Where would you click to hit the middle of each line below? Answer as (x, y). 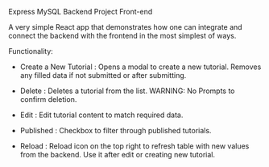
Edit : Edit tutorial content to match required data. (101, 115)
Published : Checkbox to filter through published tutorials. (116, 130)
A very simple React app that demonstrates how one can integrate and (126, 27)
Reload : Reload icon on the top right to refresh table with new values (134, 146)
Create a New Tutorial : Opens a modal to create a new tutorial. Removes (141, 67)
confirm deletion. (48, 99)
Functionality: (31, 51)
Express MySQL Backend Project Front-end (81, 12)
